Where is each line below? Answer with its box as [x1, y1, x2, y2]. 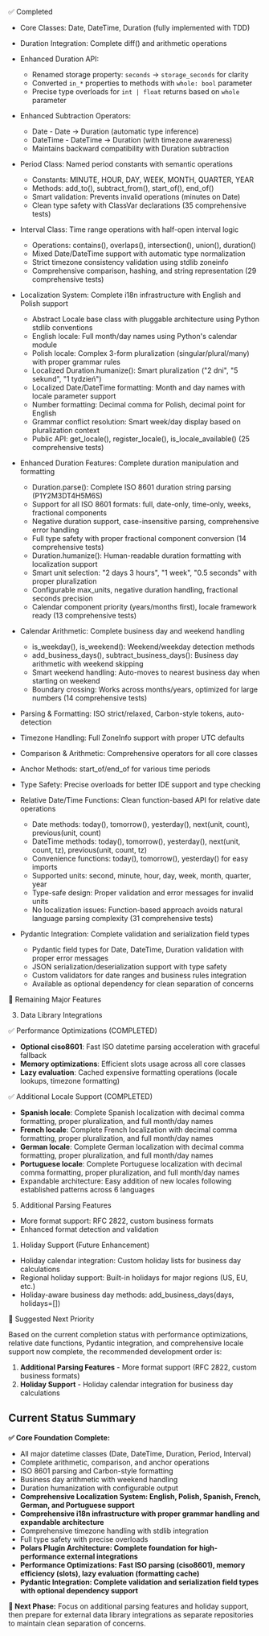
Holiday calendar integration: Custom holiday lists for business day [19, 1256, 242, 1265]
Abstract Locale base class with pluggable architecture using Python [31, 314, 259, 324]
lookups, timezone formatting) [19, 1076, 120, 1085]
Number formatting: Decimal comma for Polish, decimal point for [31, 400, 246, 409]
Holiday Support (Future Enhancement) [19, 1240, 150, 1250]
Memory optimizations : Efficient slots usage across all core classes [19, 1059, 247, 1068]
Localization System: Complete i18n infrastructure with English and [19, 290, 242, 300]
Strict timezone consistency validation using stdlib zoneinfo [31, 258, 229, 266]
